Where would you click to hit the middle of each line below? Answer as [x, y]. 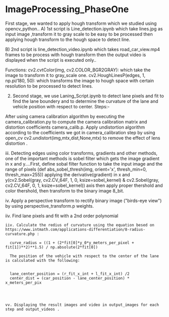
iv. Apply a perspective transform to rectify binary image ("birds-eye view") [83, 201]
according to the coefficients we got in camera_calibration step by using [80, 132]
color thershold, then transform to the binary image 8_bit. [65, 190]
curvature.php [20, 234]
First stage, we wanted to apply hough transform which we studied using [81, 23]
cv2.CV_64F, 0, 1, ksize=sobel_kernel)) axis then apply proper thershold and [84, 185]
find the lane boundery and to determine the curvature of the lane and [85, 101]
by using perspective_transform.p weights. [50, 206]
